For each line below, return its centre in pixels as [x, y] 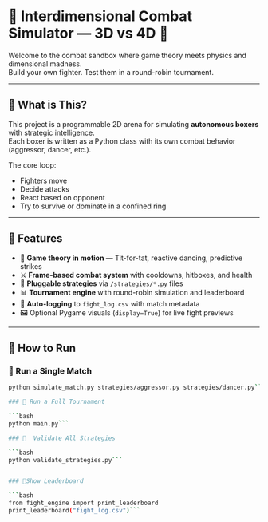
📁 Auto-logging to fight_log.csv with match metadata [110, 303]
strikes [31, 266]
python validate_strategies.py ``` [66, 460]
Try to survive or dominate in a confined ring [93, 206]
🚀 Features [35, 239]
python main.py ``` [39, 423]
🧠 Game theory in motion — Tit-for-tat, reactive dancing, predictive [131, 258]
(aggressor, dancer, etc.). [50, 149]
